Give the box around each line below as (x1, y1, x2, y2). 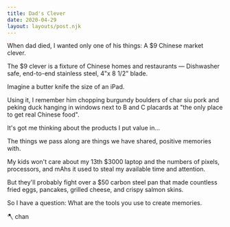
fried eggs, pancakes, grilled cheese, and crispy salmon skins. (7, 186, 184, 194)
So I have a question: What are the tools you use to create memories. (7, 199, 203, 207)
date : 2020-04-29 (7, 16, 57, 23)
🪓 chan (7, 213, 30, 221)
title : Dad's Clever (7, 10, 67, 17)
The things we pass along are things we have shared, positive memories (7, 137, 211, 145)
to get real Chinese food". (7, 110, 80, 119)
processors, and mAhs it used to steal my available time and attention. (7, 165, 206, 174)
